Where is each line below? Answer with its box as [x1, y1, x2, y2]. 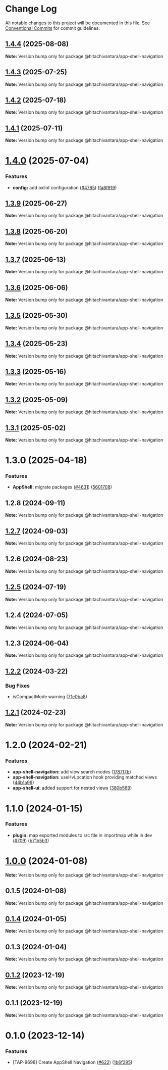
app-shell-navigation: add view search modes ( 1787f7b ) [12, 769, 131, 775]
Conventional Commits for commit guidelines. [5, 25, 100, 31]
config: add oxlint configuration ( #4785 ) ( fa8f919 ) [12, 184, 117, 190]
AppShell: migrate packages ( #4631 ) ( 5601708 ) [12, 484, 113, 490]
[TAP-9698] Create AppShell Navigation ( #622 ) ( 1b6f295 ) [12, 1059, 133, 1065]
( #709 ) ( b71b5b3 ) [12, 837, 49, 844]
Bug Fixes [5, 682, 30, 689]
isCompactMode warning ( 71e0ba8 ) [12, 694, 87, 700]
